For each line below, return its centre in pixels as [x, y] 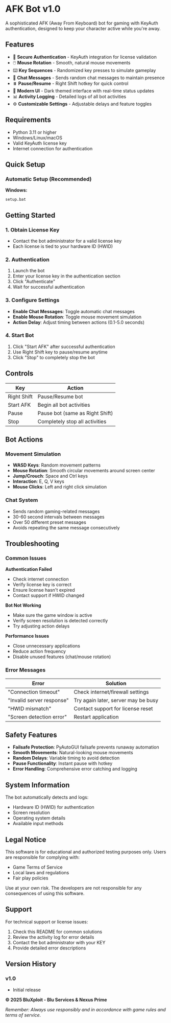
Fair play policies [30, 878]
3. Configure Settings [32, 300]
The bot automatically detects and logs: [47, 797]
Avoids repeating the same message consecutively [66, 527]
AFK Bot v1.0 [33, 9]
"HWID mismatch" [30, 708]
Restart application [96, 717]
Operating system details [39, 818]
